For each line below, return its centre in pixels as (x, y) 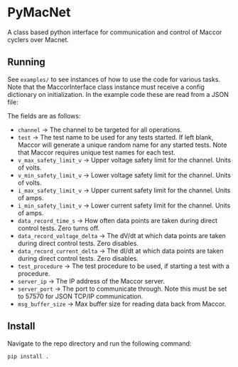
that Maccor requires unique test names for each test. (96, 152)
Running (27, 62)
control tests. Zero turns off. (59, 228)
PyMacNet (39, 12)
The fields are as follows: (44, 115)
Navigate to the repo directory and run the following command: (99, 343)
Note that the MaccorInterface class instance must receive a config (106, 87)
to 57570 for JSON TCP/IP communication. (80, 296)
